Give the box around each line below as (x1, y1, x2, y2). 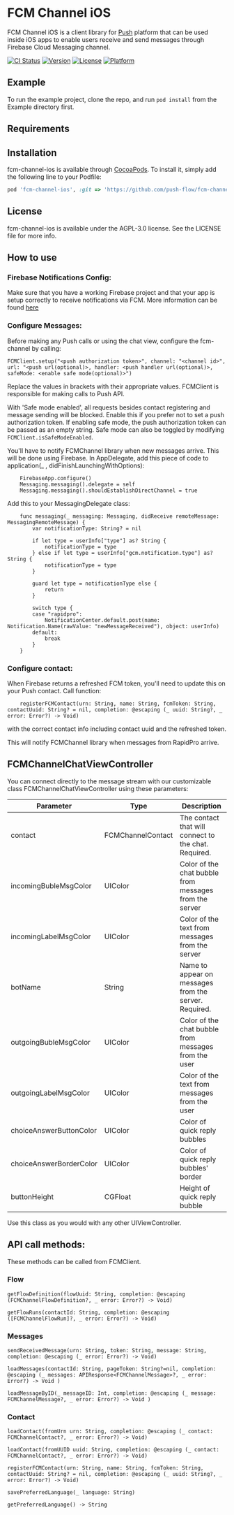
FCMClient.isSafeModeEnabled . (7, 433, 94, 441)
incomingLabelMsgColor (10, 932, 91, 941)
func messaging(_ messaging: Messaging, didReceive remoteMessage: (19, 512, 219, 520)
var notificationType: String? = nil (32, 525, 141, 532)
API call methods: (7, 1239, 86, 1251)
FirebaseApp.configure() (19, 474, 92, 481)
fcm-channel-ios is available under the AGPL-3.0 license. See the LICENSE (7, 224, 221, 232)
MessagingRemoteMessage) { (7, 519, 86, 525)
